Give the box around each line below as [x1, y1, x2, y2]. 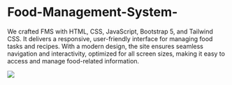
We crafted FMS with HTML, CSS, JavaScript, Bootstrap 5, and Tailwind [7, 27, 213, 36]
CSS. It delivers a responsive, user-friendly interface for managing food [7, 34, 213, 42]
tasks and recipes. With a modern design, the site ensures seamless [7, 42, 204, 50]
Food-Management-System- [7, 4, 178, 20]
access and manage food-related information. [7, 56, 140, 65]
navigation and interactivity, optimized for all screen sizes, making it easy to [7, 49, 226, 58]
